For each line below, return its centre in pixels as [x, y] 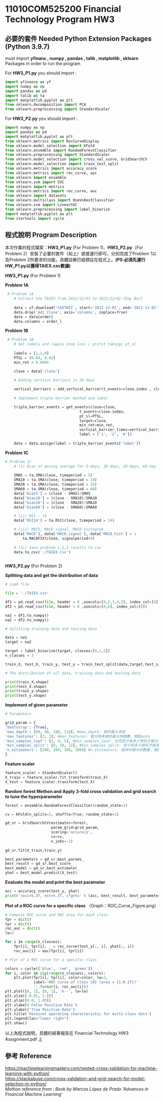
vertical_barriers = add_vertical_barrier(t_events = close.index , [83, 389]
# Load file [17, 584]
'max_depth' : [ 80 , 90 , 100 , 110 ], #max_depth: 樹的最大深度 [65, 732]
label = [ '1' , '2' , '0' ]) [106, 434]
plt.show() [16, 1023]
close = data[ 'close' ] [37, 371]
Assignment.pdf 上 [24, 1039]
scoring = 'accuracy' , [72, 832]
